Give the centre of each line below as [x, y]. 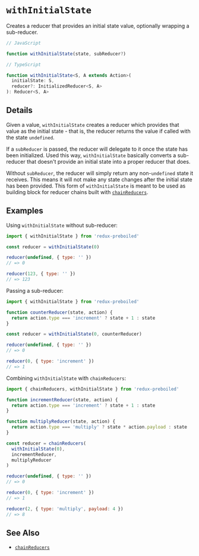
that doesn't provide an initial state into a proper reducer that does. [108, 161]
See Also [23, 532]
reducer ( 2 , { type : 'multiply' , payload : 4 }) [65, 509]
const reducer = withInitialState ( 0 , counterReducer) [74, 334]
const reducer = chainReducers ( [46, 443]
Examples [25, 211]
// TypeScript [24, 64]
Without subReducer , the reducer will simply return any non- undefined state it [100, 173]
